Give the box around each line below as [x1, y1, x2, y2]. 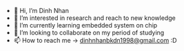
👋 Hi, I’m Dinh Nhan [13, 7, 69, 14]
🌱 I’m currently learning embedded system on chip [13, 21, 158, 29]
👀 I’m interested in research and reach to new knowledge [13, 14, 176, 22]
